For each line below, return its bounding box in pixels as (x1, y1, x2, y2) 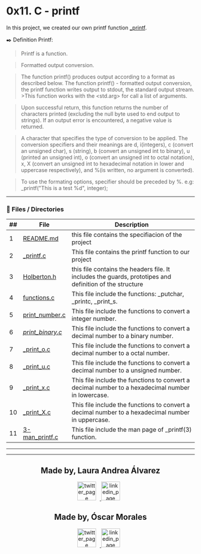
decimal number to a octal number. (71, 349, 170, 357)
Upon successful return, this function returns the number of (20, 104, 169, 111)
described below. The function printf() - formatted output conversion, (20, 79, 192, 86)
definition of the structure (71, 280, 144, 288)
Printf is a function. (20, 50, 68, 57)
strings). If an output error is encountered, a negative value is (20, 116, 172, 124)
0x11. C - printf (6, 4, 80, 18)
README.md (23, 234, 59, 243)
